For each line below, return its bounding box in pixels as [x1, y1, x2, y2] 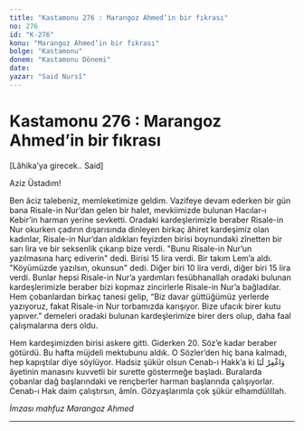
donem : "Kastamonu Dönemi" [9, 55, 111, 64]
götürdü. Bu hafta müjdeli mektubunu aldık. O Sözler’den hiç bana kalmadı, [9, 347, 288, 358]
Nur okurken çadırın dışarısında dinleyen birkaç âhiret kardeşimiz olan [9, 223, 270, 235]
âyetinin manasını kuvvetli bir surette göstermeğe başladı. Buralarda [9, 366, 262, 377]
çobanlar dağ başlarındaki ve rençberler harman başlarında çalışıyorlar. [9, 376, 274, 387]
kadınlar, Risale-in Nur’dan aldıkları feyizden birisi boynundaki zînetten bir [9, 233, 283, 244]
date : [9, 64, 30, 73]
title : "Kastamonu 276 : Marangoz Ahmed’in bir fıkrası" [9, 13, 229, 23]
